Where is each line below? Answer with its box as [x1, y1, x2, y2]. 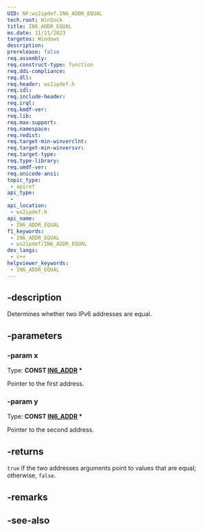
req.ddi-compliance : [7, 67, 67, 74]
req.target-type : [7, 151, 57, 158]
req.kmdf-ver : [7, 106, 48, 113]
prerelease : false [7, 49, 60, 56]
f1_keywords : [7, 228, 45, 235]
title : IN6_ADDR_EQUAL [7, 23, 72, 30]
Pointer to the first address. [7, 379, 84, 388]
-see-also [7, 514, 50, 527]
